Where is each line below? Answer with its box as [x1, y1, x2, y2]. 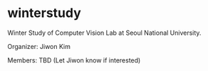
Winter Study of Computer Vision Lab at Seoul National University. [7, 28, 202, 37]
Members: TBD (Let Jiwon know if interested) [7, 55, 141, 65]
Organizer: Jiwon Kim [7, 42, 71, 50]
